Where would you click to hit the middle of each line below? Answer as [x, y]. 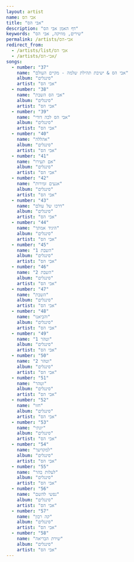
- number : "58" [30, 533]
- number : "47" [30, 289]
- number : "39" [30, 112]
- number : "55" [30, 467]
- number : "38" [30, 89]
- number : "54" [30, 444]
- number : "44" [30, 223]
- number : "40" [30, 134]
